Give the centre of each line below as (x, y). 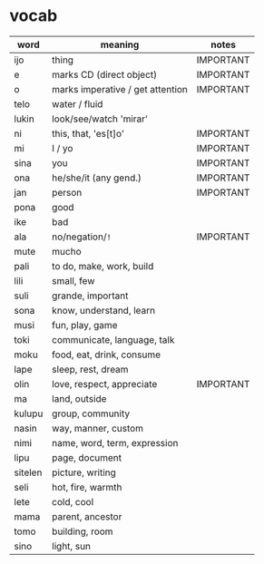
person (67, 192)
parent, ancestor (87, 516)
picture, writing (83, 472)
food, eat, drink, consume (106, 355)
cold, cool (73, 501)
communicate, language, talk (113, 339)
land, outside (79, 398)
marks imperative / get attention (120, 89)
